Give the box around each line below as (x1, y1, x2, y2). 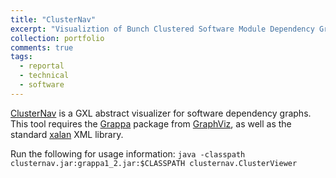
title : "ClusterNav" (10, 14, 97, 25)
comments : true (10, 42, 74, 53)
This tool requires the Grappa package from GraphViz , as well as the (10, 117, 292, 130)
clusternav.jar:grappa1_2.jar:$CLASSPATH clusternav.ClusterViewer (10, 158, 298, 168)
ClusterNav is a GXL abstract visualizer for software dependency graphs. (10, 107, 312, 119)
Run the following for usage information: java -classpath (10, 147, 246, 160)
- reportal (19, 61, 65, 71)
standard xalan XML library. (10, 128, 124, 140)
